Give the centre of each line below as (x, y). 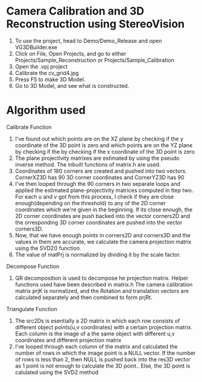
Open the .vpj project (41, 66)
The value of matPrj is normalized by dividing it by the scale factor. (98, 254)
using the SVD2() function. (48, 248)
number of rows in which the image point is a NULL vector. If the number (105, 353)
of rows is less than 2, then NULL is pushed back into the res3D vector (103, 359)
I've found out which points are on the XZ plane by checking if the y (99, 139)
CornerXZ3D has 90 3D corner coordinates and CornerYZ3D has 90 (100, 177)
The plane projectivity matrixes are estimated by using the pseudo (97, 158)
